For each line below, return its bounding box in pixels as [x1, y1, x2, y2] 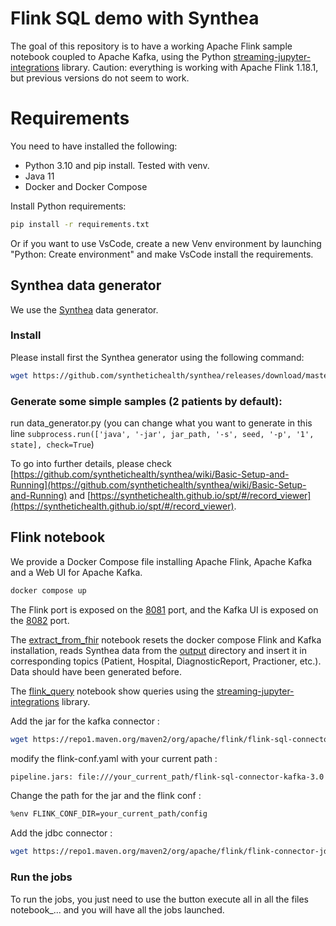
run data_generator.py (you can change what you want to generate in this [10, 417, 313, 429]
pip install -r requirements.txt [10, 219, 150, 229]
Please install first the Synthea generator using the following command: [10, 351, 305, 363]
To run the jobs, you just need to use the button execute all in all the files [10, 893, 309, 905]
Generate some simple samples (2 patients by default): [10, 394, 283, 408]
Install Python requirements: [10, 200, 127, 212]
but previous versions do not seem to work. [10, 72, 190, 84]
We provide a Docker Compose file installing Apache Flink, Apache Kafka [10, 555, 312, 567]
